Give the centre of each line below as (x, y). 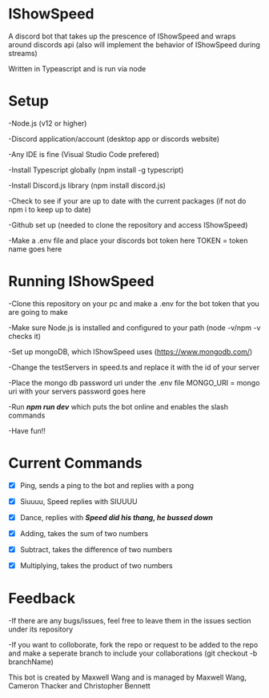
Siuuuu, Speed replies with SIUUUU (78, 501)
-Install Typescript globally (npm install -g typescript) (96, 170)
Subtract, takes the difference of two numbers (96, 549)
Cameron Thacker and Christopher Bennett (79, 686)
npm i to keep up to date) (50, 209)
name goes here (35, 248)
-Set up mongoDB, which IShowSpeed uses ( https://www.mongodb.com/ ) (130, 351)
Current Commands (75, 463)
